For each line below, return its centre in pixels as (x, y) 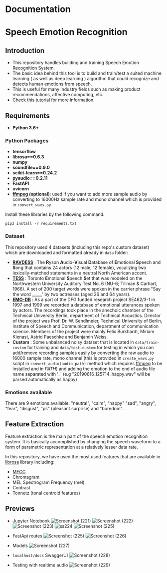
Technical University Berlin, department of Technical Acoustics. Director (86, 315)
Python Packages (27, 140)
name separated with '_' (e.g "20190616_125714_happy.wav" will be (81, 374)
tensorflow (24, 152)
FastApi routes (27, 536)
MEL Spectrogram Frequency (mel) (48, 482)
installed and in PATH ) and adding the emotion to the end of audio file (84, 369)
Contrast (21, 487)
